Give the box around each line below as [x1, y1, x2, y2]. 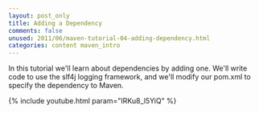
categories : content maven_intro [8, 42, 121, 50]
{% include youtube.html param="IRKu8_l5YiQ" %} [8, 96, 177, 106]
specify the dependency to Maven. [8, 81, 124, 91]
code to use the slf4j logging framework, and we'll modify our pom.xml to [8, 72, 251, 82]
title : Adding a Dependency [8, 19, 103, 27]
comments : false [8, 26, 63, 34]
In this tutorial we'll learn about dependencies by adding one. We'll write [8, 63, 248, 73]
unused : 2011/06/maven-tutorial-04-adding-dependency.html [8, 34, 211, 42]
